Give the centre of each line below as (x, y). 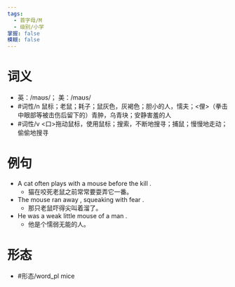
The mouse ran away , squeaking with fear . (81, 200)
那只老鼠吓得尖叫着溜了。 (65, 208)
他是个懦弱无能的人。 (59, 224)
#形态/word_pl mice (46, 276)
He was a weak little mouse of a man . (72, 216)
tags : (15, 14)
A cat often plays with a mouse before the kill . (85, 183)
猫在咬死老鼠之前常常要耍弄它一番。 (80, 192)
